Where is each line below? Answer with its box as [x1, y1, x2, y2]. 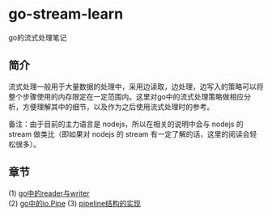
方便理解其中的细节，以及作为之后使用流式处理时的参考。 [22, 102, 215, 112]
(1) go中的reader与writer [8, 188, 91, 198]
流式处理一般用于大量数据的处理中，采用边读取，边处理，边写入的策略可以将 [8, 82, 264, 91]
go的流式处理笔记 [8, 32, 67, 42]
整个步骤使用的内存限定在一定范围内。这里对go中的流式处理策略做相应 [8, 91, 244, 101]
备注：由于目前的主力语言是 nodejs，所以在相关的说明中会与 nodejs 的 [8, 119, 244, 129]
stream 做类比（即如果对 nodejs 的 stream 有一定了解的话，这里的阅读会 [8, 129, 250, 138]
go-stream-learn [8, 5, 124, 23]
